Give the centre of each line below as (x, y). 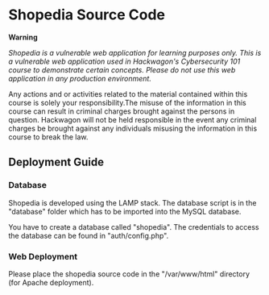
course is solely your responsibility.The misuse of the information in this (128, 102)
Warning (23, 37)
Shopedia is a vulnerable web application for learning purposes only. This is (135, 52)
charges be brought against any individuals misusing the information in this (133, 128)
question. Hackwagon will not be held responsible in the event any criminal (132, 119)
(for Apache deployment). (51, 282)
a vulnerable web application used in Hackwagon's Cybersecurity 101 (124, 61)
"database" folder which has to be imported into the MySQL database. (125, 211)
